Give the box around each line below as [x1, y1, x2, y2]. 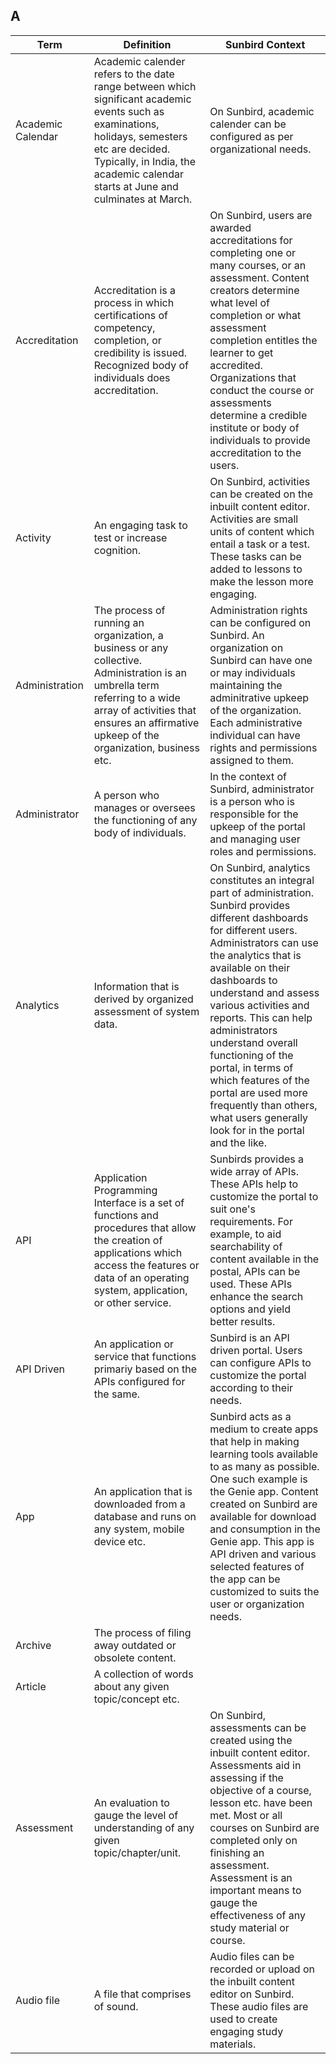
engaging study [209, 2024, 284, 2038]
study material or [209, 1920, 290, 1934]
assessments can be [209, 1720, 307, 1734]
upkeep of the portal [209, 819, 306, 833]
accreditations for [209, 233, 293, 247]
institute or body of [209, 420, 300, 434]
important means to [209, 1883, 302, 1897]
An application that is [93, 1484, 193, 1498]
